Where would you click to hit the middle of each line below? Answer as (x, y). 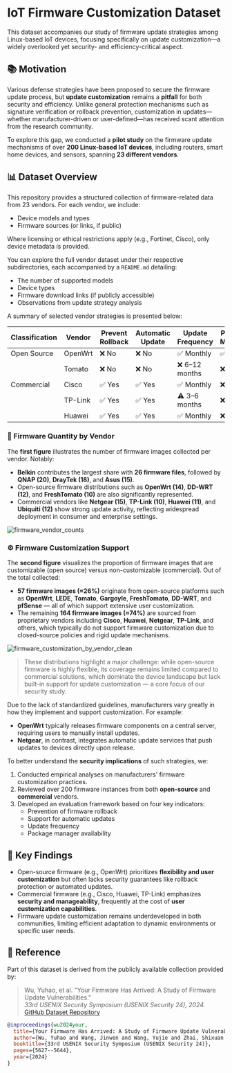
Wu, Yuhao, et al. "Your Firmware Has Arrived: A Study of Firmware (120, 990)
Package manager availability (69, 833)
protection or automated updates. (65, 886)
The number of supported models (65, 280)
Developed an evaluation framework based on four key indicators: (111, 804)
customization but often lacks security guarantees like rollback (107, 879)
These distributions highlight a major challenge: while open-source (119, 662)
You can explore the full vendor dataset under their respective (95, 259)
